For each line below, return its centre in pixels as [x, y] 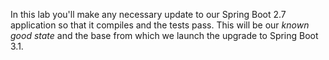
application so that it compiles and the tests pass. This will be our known [160, 25]
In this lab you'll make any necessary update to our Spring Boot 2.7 [148, 14]
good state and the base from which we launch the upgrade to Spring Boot [164, 35]
